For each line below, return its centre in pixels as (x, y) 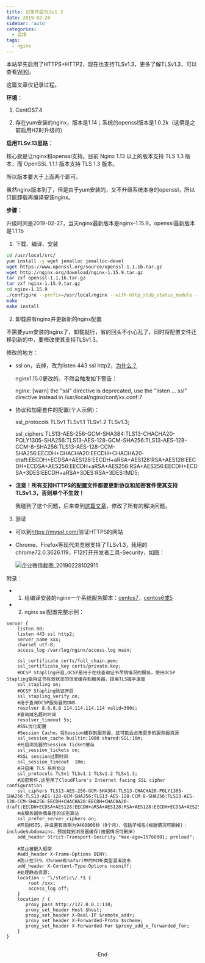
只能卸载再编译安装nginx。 (40, 197)
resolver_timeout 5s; (45, 720)
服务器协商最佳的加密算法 (52, 813)
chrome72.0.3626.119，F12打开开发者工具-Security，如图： (90, 552)
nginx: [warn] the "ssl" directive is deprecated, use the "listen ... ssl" (101, 391)
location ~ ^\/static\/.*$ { (54, 878)
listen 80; (31, 629)
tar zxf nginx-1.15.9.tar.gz (43, 284)
